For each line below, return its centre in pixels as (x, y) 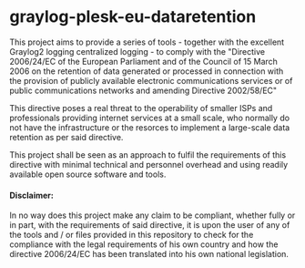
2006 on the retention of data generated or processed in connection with (147, 71)
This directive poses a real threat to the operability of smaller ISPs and (141, 108)
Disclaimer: (32, 195)
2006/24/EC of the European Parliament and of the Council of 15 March (143, 61)
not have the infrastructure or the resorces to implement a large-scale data (150, 127)
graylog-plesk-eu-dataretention (133, 17)
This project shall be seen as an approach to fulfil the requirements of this (148, 155)
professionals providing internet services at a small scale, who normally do (149, 118)
